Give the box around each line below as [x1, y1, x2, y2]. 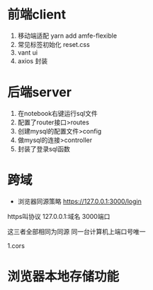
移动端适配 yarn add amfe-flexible [17, 31, 118, 40]
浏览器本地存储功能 [7, 269, 120, 284]
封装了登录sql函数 [17, 144, 71, 153]
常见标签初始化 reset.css [17, 40, 90, 48]
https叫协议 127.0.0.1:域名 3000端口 [7, 212, 110, 220]
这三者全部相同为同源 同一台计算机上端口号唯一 [7, 227, 146, 235]
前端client [7, 6, 67, 23]
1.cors [7, 241, 25, 249]
